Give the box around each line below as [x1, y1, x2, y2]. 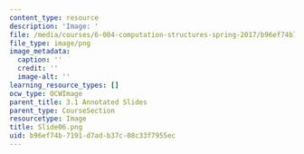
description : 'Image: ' [9, 22, 100, 31]
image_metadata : [9, 47, 71, 56]
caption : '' [17, 55, 63, 64]
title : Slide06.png [9, 123, 83, 132]
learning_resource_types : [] [9, 81, 119, 90]
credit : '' [17, 64, 59, 73]
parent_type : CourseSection [9, 106, 116, 115]
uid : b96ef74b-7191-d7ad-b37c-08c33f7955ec [9, 131, 176, 140]
